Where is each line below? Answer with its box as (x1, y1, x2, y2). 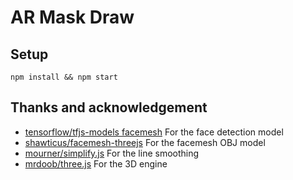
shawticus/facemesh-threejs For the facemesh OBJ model (24, 136, 266, 148)
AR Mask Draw (10, 6, 135, 29)
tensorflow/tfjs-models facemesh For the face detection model (24, 126, 284, 138)
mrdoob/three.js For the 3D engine (24, 157, 168, 170)
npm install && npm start (10, 72, 118, 82)
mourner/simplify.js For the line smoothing (24, 147, 200, 159)
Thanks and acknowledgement (10, 99, 208, 116)
